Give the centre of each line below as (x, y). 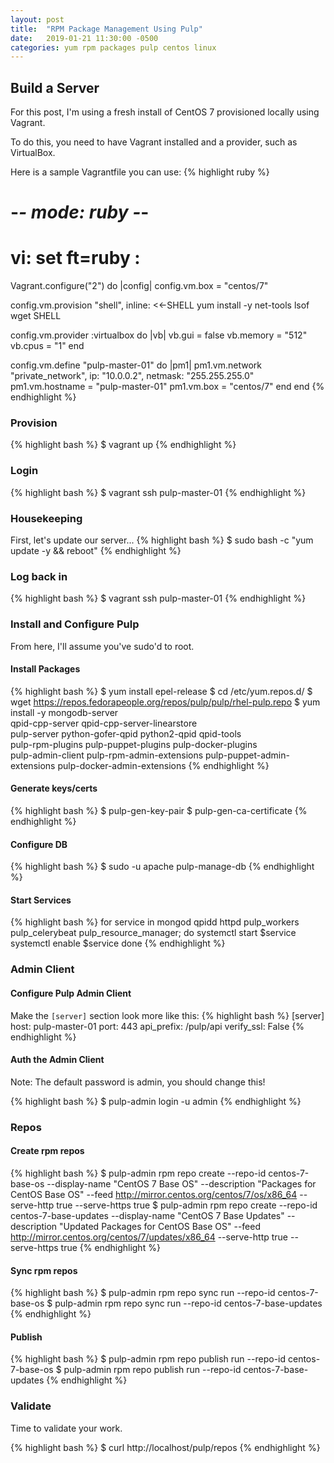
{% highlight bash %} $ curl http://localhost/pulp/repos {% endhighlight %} (165, 1447)
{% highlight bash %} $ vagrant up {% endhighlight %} (123, 445)
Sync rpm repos (44, 1270)
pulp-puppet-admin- (247, 755)
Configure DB (39, 844)
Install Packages (45, 669)
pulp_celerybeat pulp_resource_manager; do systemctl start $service (153, 933)
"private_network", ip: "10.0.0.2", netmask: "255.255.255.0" (132, 376)
